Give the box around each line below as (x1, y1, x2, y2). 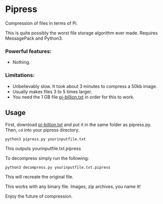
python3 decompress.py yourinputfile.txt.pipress (5, 165, 111, 170)
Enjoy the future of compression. (5, 193, 73, 199)
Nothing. (12, 59, 30, 65)
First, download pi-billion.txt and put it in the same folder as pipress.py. (5, 122, 151, 128)
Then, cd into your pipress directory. (5, 127, 80, 133)
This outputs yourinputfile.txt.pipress (5, 146, 81, 152)
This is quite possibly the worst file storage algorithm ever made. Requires (5, 30, 158, 36)
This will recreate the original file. (5, 174, 74, 180)
